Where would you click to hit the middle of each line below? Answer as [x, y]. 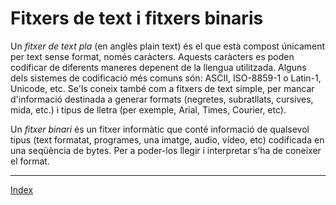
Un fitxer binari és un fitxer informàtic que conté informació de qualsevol [160, 129]
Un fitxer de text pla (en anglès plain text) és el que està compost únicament [168, 46]
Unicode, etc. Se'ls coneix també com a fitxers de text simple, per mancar [162, 88]
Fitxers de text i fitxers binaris [137, 18]
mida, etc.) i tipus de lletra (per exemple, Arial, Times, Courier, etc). [148, 109]
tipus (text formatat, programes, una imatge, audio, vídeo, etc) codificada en [167, 139]
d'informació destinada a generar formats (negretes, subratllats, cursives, [162, 99]
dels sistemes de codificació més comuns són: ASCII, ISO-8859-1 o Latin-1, [166, 78]
